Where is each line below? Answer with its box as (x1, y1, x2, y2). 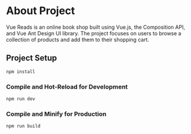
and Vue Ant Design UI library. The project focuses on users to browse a (6, 29, 182, 36)
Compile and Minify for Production (6, 110, 107, 118)
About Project (6, 4, 75, 18)
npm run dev (6, 96, 35, 102)
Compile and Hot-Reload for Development (6, 82, 128, 91)
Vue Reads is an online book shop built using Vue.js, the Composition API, (6, 24, 185, 31)
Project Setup (6, 53, 58, 63)
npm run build (6, 123, 41, 129)
